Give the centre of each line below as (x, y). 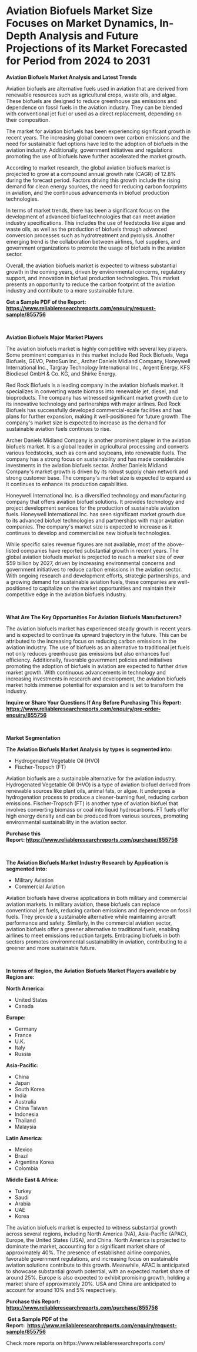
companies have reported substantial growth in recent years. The (100, 550)
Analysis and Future (89, 36)
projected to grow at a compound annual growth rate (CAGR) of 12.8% (91, 174)
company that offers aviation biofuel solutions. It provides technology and (95, 501)
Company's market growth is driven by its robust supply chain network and (97, 471)
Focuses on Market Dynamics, (82, 23)
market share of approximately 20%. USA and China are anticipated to (91, 1284)
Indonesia (26, 1114)
